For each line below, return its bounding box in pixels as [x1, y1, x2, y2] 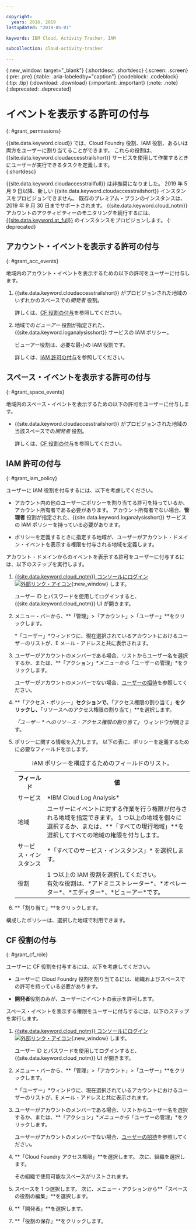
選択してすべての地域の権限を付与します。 [47, 831, 163, 839]
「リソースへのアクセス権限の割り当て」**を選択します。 [40, 706, 175, 713]
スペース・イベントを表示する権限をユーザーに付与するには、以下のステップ [6, 1008, 190, 1015]
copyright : [6, 13, 33, 19]
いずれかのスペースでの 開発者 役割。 [14, 297, 103, 304]
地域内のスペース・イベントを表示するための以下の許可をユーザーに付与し [6, 400, 185, 407]
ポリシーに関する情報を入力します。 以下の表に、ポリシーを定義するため [14, 738, 190, 745]
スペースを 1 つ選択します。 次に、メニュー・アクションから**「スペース [14, 1186, 188, 1193]
